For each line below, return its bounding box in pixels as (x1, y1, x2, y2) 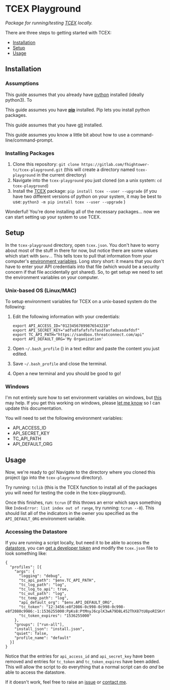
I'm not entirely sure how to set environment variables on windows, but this (5, 395, 162, 401)
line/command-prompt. (5, 137, 54, 143)
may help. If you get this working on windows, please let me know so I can (5, 400, 160, 406)
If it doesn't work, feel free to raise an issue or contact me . (5, 679, 127, 685)
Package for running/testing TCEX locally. (5, 20, 93, 26)
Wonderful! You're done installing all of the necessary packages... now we (5, 208, 160, 214)
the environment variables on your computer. (5, 274, 99, 280)
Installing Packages (5, 150, 55, 157)
